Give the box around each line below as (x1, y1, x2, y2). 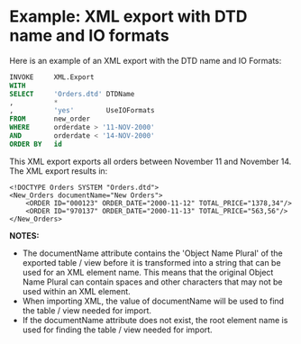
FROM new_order (9, 114, 91, 123)
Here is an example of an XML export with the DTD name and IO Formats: (9, 55, 282, 66)
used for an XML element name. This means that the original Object (22, 267, 274, 277)
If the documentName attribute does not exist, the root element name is (22, 314, 288, 325)
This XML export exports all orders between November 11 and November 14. (9, 156, 292, 167)
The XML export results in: (9, 165, 108, 177)
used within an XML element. (22, 285, 131, 296)
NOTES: (9, 230, 40, 240)
